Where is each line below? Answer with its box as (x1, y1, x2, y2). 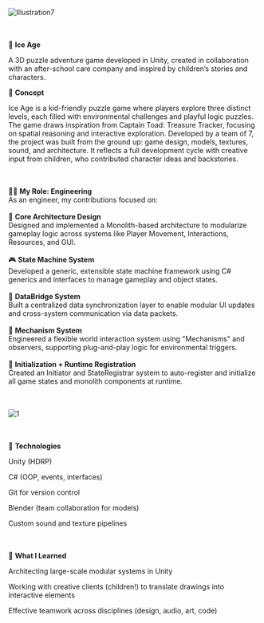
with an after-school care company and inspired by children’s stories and (8, 64, 248, 73)
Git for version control (8, 487, 81, 497)
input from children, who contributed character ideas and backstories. (8, 154, 239, 164)
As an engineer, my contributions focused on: (8, 195, 158, 204)
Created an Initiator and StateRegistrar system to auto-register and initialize (8, 368, 256, 377)
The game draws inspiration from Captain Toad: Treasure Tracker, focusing (8, 120, 255, 129)
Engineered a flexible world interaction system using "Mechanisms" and (8, 334, 245, 343)
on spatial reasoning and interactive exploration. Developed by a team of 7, (8, 128, 254, 138)
